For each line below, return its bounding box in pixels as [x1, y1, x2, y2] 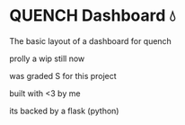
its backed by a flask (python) [9, 105, 119, 116]
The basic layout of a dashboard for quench [9, 35, 172, 46]
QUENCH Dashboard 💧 [9, 5, 176, 26]
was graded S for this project [9, 70, 117, 81]
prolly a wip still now [9, 53, 85, 64]
